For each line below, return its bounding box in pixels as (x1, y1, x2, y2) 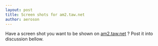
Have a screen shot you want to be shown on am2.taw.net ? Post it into (5, 31, 153, 37)
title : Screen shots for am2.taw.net (5, 12, 85, 17)
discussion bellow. (5, 36, 44, 42)
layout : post (5, 7, 33, 13)
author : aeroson (5, 17, 39, 22)
